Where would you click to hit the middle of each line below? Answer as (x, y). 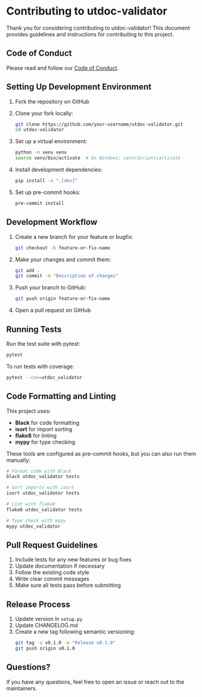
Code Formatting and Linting (61, 396)
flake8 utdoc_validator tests (44, 510)
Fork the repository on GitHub (52, 102)
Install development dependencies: (59, 170)
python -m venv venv (41, 152)
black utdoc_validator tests (43, 477)
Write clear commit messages (52, 579)
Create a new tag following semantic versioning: (75, 632)
